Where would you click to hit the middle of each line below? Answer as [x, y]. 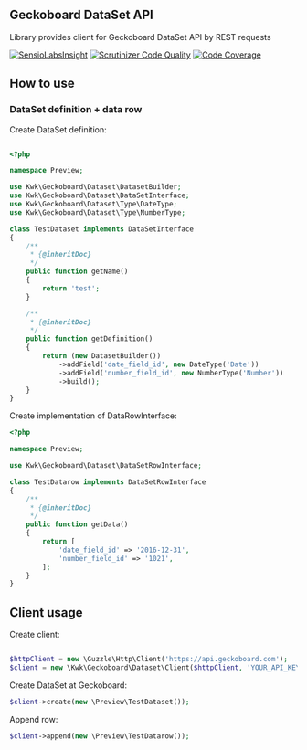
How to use [42, 84]
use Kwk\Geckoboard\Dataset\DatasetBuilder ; [95, 187]
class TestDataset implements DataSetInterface [102, 229]
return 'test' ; [71, 288]
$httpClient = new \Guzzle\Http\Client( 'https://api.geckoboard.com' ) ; [148, 660]
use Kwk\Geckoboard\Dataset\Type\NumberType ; [97, 212]
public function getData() [77, 524]
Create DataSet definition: [58, 129]
